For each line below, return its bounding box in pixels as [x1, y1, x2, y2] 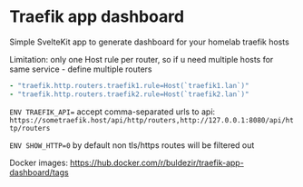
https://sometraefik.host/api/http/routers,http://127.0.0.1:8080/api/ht [9, 115, 295, 124]
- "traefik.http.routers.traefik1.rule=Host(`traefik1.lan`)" [9, 81, 249, 90]
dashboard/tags [9, 166, 70, 178]
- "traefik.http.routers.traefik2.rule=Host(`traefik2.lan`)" [9, 89, 249, 99]
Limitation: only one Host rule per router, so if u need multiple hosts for [9, 54, 274, 64]
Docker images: [9, 157, 68, 168]
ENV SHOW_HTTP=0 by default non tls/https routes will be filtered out [9, 139, 255, 151]
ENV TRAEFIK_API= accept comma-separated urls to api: [9, 106, 216, 117]
